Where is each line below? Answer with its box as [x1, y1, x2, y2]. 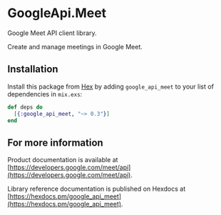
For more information [7, 136, 103, 149]
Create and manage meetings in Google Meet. [7, 42, 143, 51]
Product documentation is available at [7, 156, 118, 164]
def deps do [7, 104, 43, 111]
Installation [7, 63, 58, 76]
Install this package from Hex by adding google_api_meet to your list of [7, 82, 214, 91]
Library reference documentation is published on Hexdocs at [7, 184, 186, 194]
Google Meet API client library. [7, 29, 98, 37]
